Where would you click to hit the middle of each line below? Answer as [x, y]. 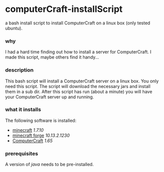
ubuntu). [14, 28]
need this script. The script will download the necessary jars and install [78, 86]
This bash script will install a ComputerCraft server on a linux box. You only [82, 81]
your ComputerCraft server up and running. [50, 97]
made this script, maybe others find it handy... [52, 57]
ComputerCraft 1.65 [33, 141]
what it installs [23, 109]
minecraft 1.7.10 [28, 130]
